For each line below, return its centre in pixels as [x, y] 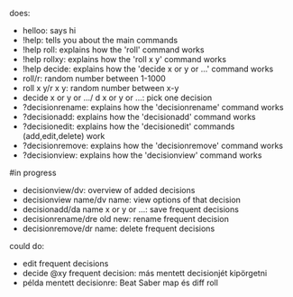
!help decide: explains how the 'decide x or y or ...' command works [148, 69]
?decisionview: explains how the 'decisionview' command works [142, 155]
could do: [27, 246]
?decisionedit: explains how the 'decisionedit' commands [128, 126]
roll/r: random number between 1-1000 [94, 79]
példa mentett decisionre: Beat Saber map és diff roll [120, 283]
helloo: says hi [49, 30]
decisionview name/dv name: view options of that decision [132, 200]
